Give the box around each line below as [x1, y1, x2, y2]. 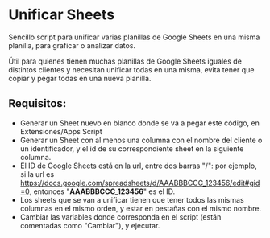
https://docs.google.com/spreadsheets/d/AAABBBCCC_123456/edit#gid [19, 178, 260, 187]
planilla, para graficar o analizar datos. [8, 40, 135, 50]
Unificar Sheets [8, 6, 115, 24]
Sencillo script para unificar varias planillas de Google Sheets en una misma [8, 32, 260, 42]
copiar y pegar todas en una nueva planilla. [8, 73, 152, 83]
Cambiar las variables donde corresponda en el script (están [19, 211, 222, 222]
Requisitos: [8, 96, 67, 110]
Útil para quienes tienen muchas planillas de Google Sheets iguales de [8, 56, 242, 66]
